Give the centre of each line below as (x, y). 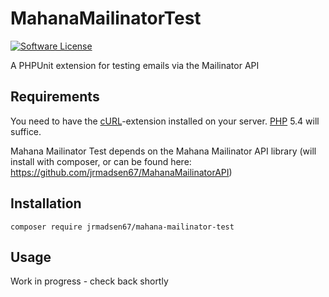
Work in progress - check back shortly (89, 281)
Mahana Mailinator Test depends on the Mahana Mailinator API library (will (163, 151)
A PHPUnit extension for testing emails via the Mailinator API (135, 65)
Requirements (55, 97)
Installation (46, 203)
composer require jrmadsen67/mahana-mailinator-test (122, 227)
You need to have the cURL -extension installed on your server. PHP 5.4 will (165, 121)
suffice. (26, 131)
